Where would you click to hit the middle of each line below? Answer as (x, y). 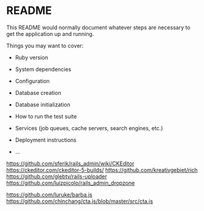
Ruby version (32, 57)
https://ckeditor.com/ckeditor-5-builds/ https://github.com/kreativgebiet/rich (102, 170)
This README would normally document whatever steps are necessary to (98, 27)
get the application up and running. (50, 33)
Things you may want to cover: (45, 46)
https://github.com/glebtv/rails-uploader (57, 176)
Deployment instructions (46, 140)
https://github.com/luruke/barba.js (49, 195)
